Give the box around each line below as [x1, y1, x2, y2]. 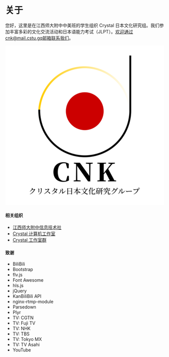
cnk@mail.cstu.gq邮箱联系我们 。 [5, 35, 74, 41]
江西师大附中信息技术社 [12, 225, 62, 231]
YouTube [12, 347, 31, 353]
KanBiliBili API [12, 293, 42, 299]
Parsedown [12, 304, 36, 310]
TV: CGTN [12, 315, 34, 321]
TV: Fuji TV [12, 320, 36, 326]
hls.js [12, 283, 24, 289]
